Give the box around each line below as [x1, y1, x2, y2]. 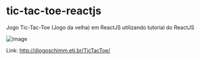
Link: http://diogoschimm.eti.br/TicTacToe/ [6, 46, 110, 54]
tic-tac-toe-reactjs [6, 4, 101, 18]
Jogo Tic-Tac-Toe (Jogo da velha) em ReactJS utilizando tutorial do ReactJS [6, 24, 195, 31]
